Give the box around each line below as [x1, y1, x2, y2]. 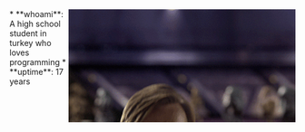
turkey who [9, 38, 52, 48]
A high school [9, 18, 61, 29]
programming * [9, 57, 66, 67]
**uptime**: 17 [9, 67, 64, 77]
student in [9, 28, 47, 39]
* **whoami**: [9, 9, 64, 19]
